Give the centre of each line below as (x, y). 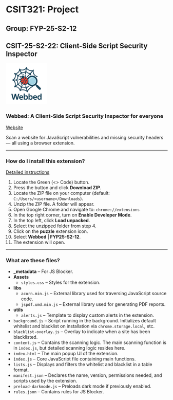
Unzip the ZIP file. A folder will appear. (54, 204)
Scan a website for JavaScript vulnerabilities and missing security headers (85, 137)
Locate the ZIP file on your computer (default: (61, 193)
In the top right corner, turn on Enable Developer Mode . (72, 215)
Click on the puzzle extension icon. (51, 231)
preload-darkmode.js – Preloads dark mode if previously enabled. (82, 386)
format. (21, 370)
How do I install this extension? (45, 161)
